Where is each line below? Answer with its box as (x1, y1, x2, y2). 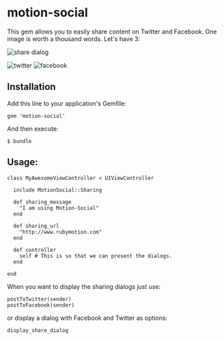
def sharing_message (13, 199, 72, 205)
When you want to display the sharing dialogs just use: (7, 282, 161, 290)
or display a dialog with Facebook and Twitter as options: (7, 314, 168, 322)
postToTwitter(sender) (7, 296, 72, 303)
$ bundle (7, 138, 32, 144)
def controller (13, 247, 57, 253)
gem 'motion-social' (7, 112, 66, 119)
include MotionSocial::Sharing (13, 186, 102, 193)
